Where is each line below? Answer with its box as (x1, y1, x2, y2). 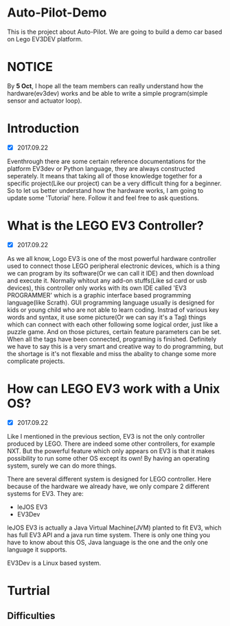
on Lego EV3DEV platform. (7, 34, 83, 43)
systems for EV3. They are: (7, 489, 84, 497)
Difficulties (7, 610, 56, 622)
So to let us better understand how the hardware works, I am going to (7, 186, 204, 194)
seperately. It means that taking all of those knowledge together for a (7, 171, 203, 180)
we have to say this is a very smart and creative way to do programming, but (7, 342, 224, 351)
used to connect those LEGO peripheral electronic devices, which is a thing (7, 262, 220, 270)
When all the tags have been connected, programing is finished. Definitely (7, 335, 217, 343)
